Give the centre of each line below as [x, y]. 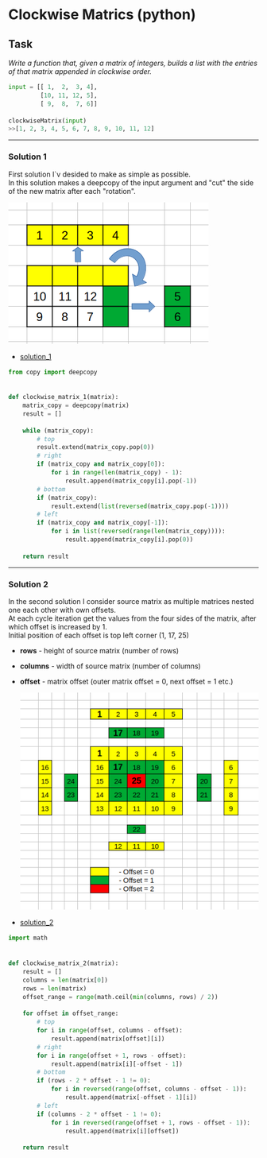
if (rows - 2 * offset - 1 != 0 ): [94, 1081]
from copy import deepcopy [53, 372]
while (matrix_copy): [58, 431]
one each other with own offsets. [62, 610]
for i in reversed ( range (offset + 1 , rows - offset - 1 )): [150, 1122]
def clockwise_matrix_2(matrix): [64, 963]
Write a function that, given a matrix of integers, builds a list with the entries [133, 63]
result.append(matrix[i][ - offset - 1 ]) [116, 1064]
